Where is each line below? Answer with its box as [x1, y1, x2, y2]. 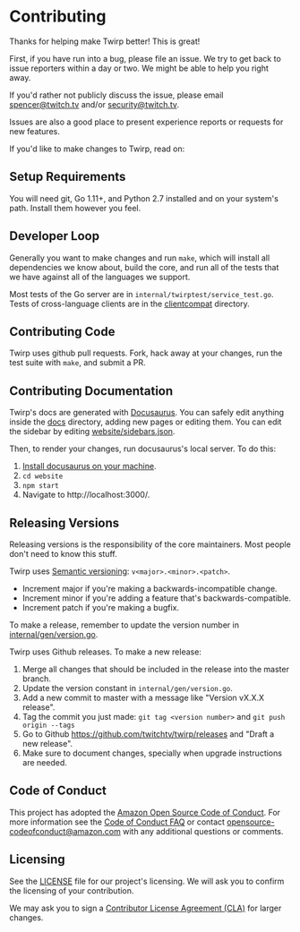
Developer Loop [9, 228, 100, 244]
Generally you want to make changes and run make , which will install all [9, 252, 270, 263]
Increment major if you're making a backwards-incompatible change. [21, 584, 278, 594]
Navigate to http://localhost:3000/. [21, 490, 150, 500]
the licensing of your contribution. [9, 885, 134, 896]
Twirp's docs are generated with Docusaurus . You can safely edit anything [9, 407, 285, 418]
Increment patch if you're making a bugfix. [21, 603, 180, 612]
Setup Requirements [9, 169, 126, 184]
